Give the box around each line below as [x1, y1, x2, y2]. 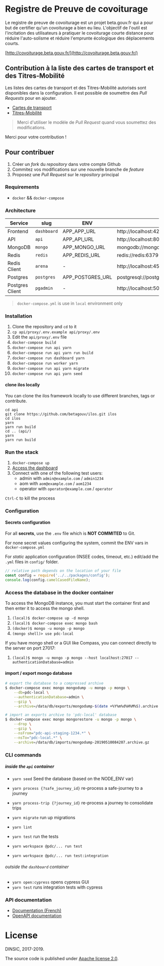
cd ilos [5, 416, 21, 421]
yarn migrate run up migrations [12, 815, 76, 821]
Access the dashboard [12, 465, 58, 471]
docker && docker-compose [12, 195, 64, 201]
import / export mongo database [5, 670, 72, 676]
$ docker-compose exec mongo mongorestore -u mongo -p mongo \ [5, 717, 137, 722]
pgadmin [35, 285, 53, 291]
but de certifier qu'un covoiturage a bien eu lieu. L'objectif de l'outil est [5, 24, 147, 30]
